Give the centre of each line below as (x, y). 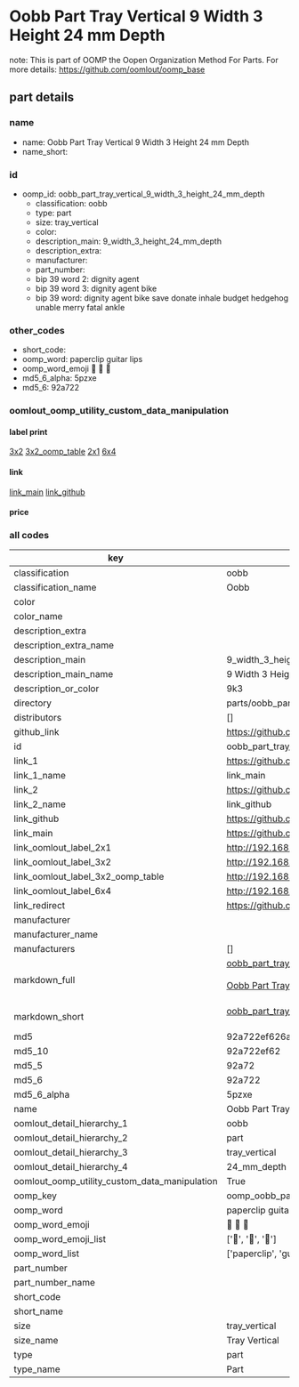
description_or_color (57, 689)
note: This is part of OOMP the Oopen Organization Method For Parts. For (144, 60)
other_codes (37, 330)
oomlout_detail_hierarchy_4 (71, 1167)
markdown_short (49, 1017)
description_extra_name (64, 645)
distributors (38, 718)
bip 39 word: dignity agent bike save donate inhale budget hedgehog (162, 298)
